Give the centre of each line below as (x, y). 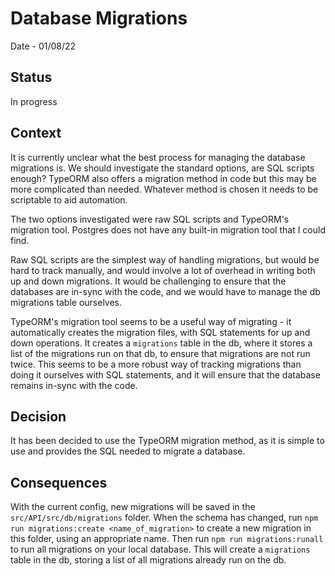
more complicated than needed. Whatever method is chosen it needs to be (164, 189)
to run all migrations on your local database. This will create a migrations (160, 549)
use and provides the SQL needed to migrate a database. (128, 451)
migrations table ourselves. (66, 302)
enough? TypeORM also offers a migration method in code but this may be (163, 178)
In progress (34, 101)
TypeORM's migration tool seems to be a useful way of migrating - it (151, 321)
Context (36, 133)
